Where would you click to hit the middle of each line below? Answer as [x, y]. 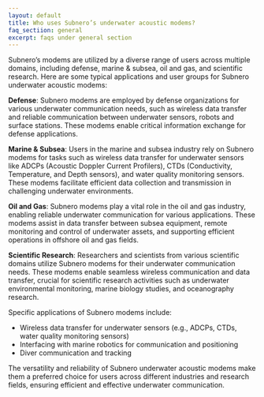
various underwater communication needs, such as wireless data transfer [128, 109]
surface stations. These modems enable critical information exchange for [127, 125]
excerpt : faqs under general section [70, 37]
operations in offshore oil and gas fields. [74, 240]
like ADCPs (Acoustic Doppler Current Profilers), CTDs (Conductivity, [120, 166]
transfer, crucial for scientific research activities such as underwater [119, 280]
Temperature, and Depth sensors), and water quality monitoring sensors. [126, 174]
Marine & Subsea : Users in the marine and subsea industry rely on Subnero [131, 149]
